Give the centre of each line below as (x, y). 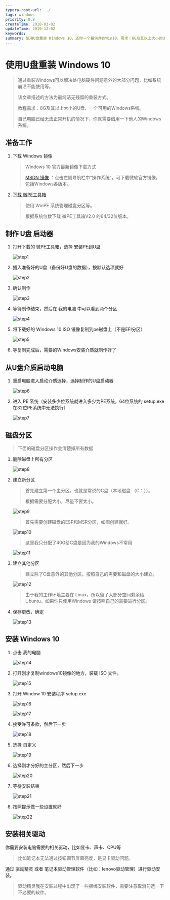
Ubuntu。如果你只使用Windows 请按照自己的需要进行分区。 (88, 601)
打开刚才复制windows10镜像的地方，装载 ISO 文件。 (67, 673)
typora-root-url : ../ (28, 10)
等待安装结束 (26, 786)
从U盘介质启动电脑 (34, 367)
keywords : (16, 34)
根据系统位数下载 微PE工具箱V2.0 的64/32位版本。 (78, 216)
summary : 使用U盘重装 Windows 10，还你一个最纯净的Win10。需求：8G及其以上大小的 (84, 39)
